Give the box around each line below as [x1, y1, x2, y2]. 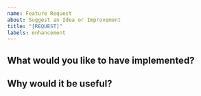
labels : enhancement [7, 29, 67, 36]
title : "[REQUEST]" [7, 23, 63, 29]
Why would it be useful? [7, 78, 113, 90]
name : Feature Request [7, 10, 72, 17]
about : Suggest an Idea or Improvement [7, 16, 121, 23]
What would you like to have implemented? [7, 54, 195, 66]
